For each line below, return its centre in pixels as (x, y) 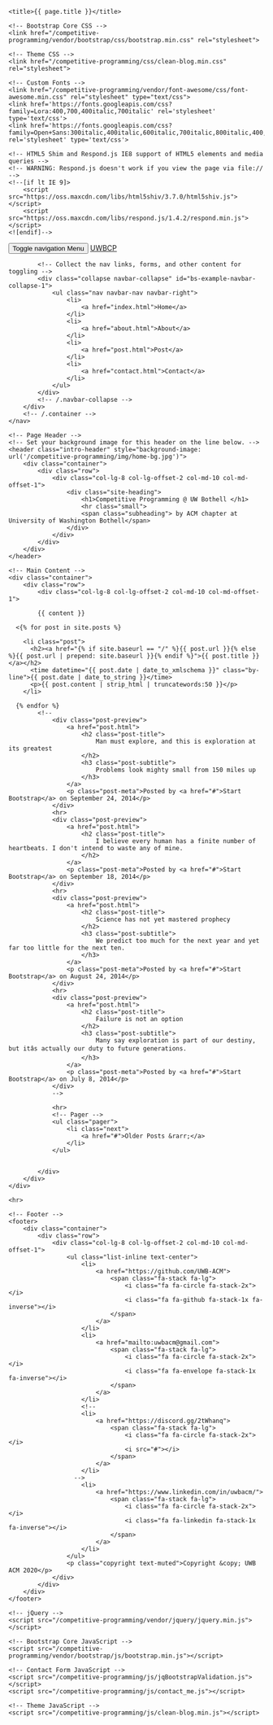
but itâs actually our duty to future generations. (97, 1049)
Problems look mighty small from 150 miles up (175, 770)
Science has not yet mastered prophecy (163, 919)
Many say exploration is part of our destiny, (175, 1041)
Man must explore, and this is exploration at (175, 741)
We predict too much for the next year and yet (178, 941)
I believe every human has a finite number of (175, 841)
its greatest (30, 749)
